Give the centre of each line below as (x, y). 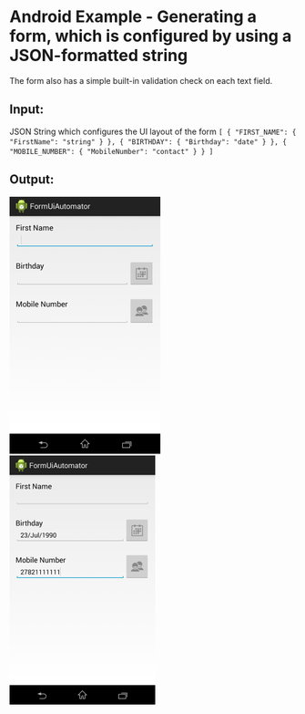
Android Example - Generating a (133, 17)
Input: (26, 110)
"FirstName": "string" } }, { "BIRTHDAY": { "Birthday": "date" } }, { (148, 142)
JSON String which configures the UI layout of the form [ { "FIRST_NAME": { (153, 131)
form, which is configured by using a (151, 36)
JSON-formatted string (99, 56)
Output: (32, 180)
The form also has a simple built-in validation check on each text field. (141, 80)
